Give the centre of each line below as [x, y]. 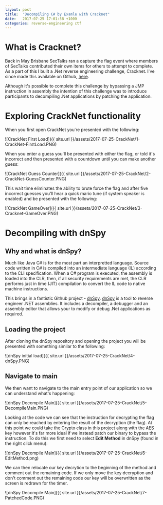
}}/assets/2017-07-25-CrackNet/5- [112, 403]
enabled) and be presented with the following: [51, 199]
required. [14, 314]
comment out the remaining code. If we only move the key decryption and [79, 473]
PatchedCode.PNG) [25, 498]
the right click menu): [26, 443]
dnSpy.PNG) [18, 361]
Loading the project [35, 329]
